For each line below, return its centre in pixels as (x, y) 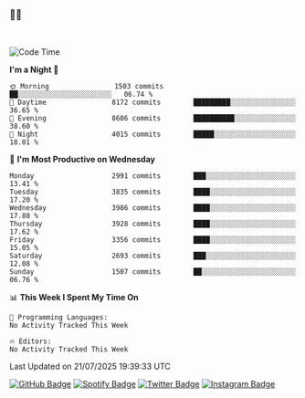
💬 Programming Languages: (58, 318)
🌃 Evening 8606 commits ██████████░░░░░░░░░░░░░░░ (153, 119)
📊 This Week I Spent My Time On (74, 298)
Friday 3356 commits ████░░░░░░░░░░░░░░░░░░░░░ (153, 240)
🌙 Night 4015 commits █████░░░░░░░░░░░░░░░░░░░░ (153, 135)
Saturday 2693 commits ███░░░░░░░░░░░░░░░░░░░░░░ (153, 256)
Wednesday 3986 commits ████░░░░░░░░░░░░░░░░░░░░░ (153, 208)
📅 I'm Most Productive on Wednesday (82, 160)
